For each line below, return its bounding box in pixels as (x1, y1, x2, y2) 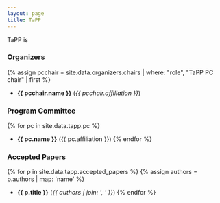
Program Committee (7, 106, 76, 116)
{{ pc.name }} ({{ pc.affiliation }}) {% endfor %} (16, 135, 152, 143)
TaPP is (7, 35, 29, 43)
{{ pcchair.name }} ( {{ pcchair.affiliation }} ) (16, 89, 141, 97)
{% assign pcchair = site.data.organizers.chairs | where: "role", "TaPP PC (7, 68, 214, 76)
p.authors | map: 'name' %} (7, 175, 85, 183)
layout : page (7, 10, 45, 17)
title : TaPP (7, 17, 41, 23)
